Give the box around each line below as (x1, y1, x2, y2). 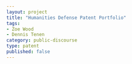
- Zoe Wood (6, 26, 34, 32)
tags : (6, 20, 20, 26)
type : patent (6, 43, 40, 49)
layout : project (6, 9, 47, 15)
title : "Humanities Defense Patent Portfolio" (6, 15, 127, 21)
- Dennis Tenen (6, 32, 45, 38)
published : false (6, 49, 50, 55)
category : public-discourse (6, 37, 78, 43)
